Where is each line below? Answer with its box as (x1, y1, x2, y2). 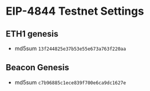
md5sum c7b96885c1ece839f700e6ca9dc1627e (14, 78, 126, 86)
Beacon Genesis (6, 62, 70, 73)
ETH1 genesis (6, 29, 59, 39)
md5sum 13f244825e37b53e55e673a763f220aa (14, 45, 126, 52)
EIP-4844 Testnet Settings (6, 4, 144, 18)
